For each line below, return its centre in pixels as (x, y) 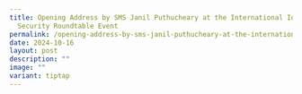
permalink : (30, 34)
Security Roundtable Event (68, 26)
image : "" (28, 68)
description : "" (40, 59)
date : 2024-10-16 (42, 43)
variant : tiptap (40, 76)
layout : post (34, 51)
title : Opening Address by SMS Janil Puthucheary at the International (146, 17)
